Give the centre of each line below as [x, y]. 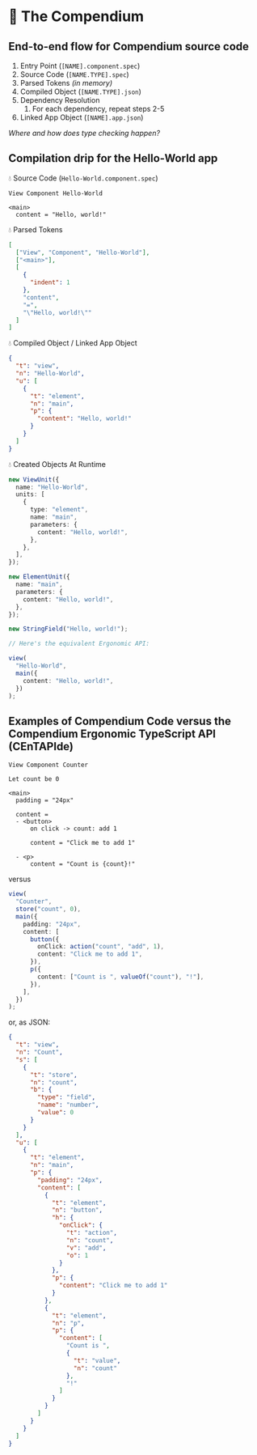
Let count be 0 [34, 779]
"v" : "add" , [86, 1248]
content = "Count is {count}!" [82, 864]
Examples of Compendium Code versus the [120, 721]
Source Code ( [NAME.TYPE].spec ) [74, 74]
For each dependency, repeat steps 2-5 [98, 109]
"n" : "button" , [77, 1210]
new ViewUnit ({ [34, 479]
